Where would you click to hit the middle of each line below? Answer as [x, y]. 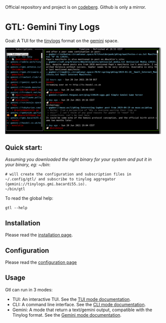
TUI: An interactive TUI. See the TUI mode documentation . [71, 299]
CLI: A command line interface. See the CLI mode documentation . [79, 304]
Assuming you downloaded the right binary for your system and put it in [79, 159]
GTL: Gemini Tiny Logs [53, 27]
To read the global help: [29, 198]
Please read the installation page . [39, 235]
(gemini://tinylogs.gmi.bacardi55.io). [46, 184]
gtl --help [16, 208]
